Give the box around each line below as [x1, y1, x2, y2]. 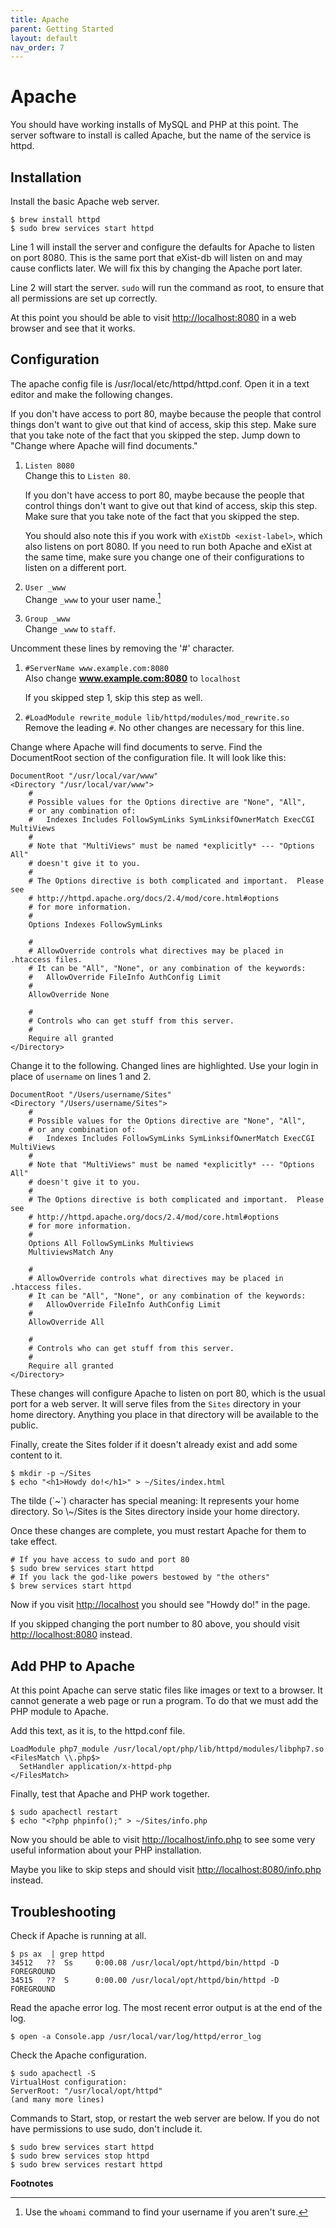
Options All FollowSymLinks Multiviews [28, 1239, 195, 1249]
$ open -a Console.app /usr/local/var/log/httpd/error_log [10, 2032, 262, 2042]
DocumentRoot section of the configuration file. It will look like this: [10, 752, 287, 764]
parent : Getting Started [10, 24, 114, 34]
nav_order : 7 [10, 42, 65, 53]
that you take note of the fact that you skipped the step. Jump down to [10, 429, 301, 441]
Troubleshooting [10, 1903, 117, 1920]
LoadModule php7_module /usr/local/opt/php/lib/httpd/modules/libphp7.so [10, 1744, 325, 1755]
